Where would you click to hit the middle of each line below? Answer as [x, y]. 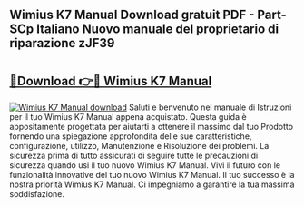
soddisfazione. [37, 194]
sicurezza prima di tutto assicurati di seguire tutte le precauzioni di [134, 155]
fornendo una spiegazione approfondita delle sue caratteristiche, [131, 136]
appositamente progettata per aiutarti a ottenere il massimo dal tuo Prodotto [151, 127]
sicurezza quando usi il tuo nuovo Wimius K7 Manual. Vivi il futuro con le [145, 165]
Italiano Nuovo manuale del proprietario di [157, 30]
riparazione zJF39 [62, 43]
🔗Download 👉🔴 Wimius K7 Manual [111, 81]
